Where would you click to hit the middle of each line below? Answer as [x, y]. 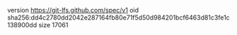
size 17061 [53, 25]
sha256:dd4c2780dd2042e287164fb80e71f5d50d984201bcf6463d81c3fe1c [118, 17]
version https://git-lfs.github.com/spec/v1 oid [73, 10]
